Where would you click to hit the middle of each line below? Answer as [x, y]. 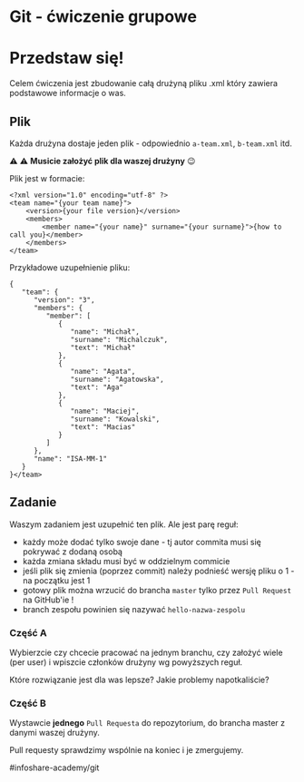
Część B [28, 703]
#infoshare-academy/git [54, 767]
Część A [28, 632]
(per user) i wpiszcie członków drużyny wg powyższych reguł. [126, 662]
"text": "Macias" [103, 427]
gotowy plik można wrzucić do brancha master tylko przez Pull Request [157, 590]
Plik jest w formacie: [47, 178]
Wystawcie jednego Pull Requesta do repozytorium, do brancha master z [147, 723]
